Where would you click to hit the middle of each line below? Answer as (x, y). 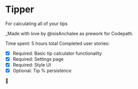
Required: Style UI (32, 65)
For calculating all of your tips (37, 24)
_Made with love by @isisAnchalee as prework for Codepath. (70, 33)
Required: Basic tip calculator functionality (57, 53)
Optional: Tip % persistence (42, 71)
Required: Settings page (38, 59)
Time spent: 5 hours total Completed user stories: (57, 43)
